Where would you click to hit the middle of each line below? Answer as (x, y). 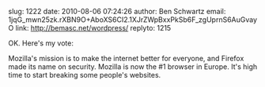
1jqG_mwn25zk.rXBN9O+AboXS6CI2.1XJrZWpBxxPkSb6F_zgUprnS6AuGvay (133, 20)
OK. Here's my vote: (41, 43)
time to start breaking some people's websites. (85, 75)
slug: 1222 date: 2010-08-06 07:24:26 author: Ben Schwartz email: (117, 11)
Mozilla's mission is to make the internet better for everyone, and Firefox (126, 58)
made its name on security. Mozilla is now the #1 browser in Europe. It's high (133, 67)
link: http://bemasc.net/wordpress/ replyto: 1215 (93, 28)
